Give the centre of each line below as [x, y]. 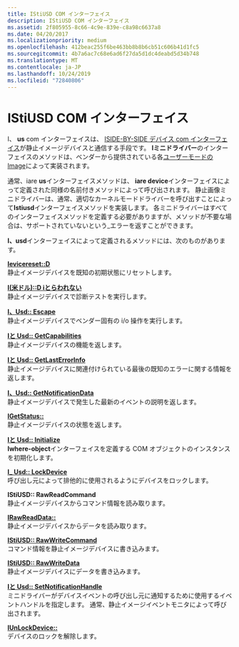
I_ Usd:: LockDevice [37, 472]
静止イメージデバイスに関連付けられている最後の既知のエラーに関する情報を [119, 369]
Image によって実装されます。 [51, 166]
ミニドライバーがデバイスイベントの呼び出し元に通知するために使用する [113, 596]
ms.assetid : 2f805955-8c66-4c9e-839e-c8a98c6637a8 [84, 27]
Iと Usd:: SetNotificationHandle [55, 587]
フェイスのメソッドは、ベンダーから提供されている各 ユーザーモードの [110, 157]
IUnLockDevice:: [33, 628]
